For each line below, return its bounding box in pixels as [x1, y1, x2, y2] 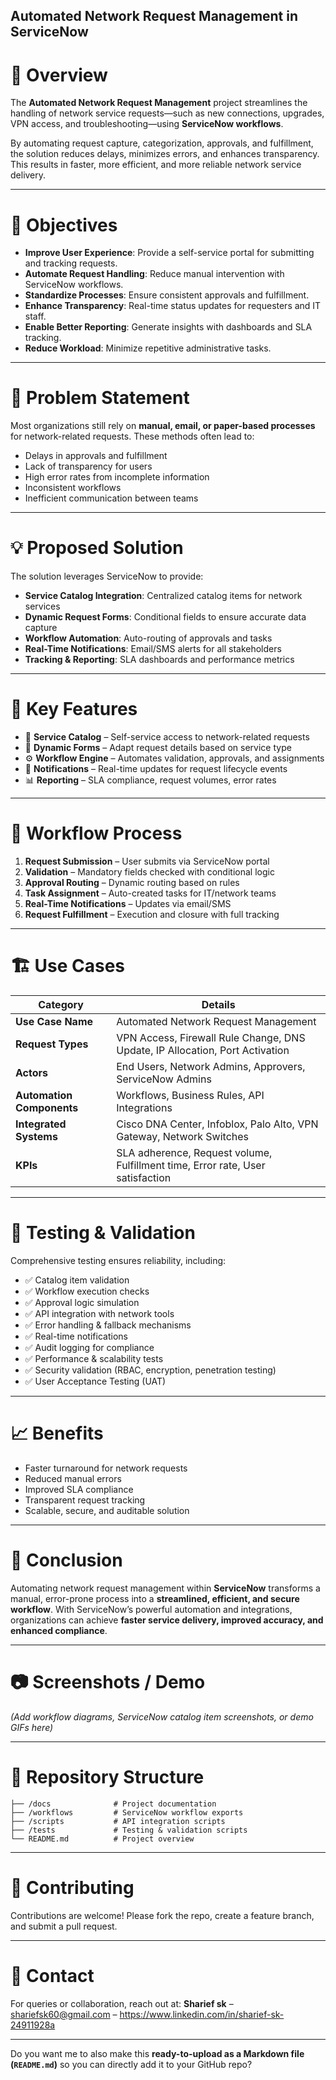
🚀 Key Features [10, 698, 138, 721]
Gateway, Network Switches [116, 1129, 250, 1143]
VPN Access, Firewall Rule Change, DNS [116, 1030, 306, 1044]
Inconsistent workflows [24, 482, 122, 494]
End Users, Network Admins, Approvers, [116, 1059, 306, 1073]
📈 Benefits [10, 1422, 104, 1445]
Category [38, 997, 84, 1011]
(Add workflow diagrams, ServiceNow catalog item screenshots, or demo [10, 1710, 314, 1723]
